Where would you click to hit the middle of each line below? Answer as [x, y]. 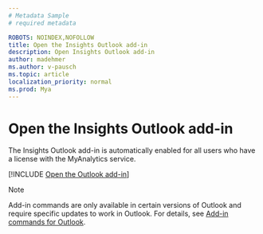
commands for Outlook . [47, 222]
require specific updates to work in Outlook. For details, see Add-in [118, 214]
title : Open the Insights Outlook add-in [78, 45]
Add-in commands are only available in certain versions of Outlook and [125, 205]
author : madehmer [37, 60]
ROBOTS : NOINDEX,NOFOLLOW [51, 37]
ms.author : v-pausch [43, 67]
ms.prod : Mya [30, 89]
